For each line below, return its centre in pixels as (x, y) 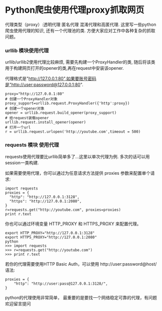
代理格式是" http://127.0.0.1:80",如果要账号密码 (51, 79)
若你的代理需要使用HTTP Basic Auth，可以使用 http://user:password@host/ (81, 264)
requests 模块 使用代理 (32, 145)
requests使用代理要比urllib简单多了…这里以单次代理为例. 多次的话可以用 (78, 156)
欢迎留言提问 (18, 304)
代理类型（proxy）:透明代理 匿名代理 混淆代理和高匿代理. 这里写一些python (81, 24)
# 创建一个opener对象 (25, 109)
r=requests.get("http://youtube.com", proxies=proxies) (63, 210)
